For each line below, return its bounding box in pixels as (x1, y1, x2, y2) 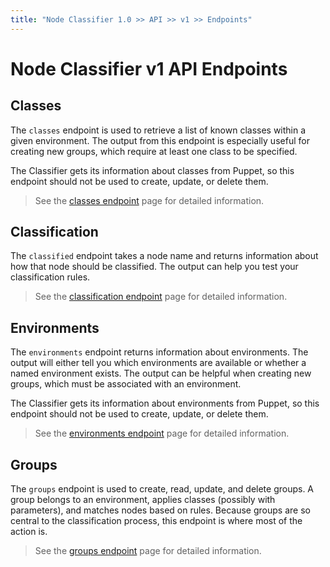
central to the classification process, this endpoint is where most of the (10, 515, 303, 527)
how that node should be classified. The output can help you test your (10, 261, 299, 273)
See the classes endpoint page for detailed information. (34, 194, 265, 206)
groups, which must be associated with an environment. (10, 378, 242, 390)
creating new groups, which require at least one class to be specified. (10, 145, 298, 157)
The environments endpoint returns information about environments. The (10, 346, 309, 358)
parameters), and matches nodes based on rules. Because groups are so (10, 504, 311, 516)
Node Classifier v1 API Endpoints (10, 57, 288, 80)
